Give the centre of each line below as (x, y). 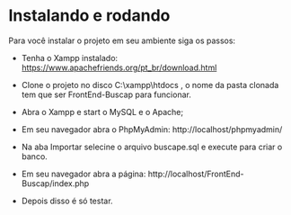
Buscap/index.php (55, 183)
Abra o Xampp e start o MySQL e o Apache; (102, 112)
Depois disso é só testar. (67, 201)
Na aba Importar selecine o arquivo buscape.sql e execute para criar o (152, 147)
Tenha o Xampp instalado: (70, 58)
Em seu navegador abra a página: (84, 174)
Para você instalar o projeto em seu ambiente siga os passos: (122, 40)
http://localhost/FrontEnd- (196, 174)
